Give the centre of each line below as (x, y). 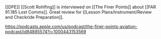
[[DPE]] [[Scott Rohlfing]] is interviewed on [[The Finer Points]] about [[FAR (80, 7)
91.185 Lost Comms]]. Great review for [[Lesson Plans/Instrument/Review (79, 12)
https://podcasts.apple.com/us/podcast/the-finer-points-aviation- (71, 26)
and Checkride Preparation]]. (34, 17)
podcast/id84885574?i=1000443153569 (46, 32)
